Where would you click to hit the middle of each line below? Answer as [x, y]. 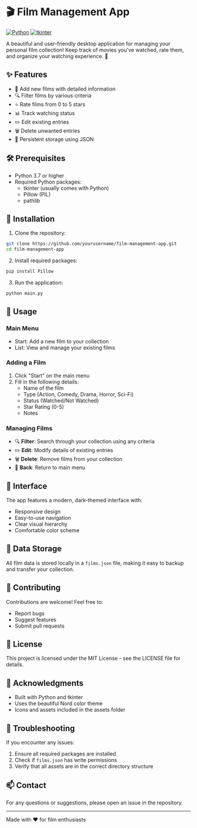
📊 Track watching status [45, 113]
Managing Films [29, 428]
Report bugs [30, 613]
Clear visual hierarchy [41, 524]
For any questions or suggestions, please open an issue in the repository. [95, 802]
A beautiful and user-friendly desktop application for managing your [88, 44]
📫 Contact [26, 785]
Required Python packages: [48, 182]
